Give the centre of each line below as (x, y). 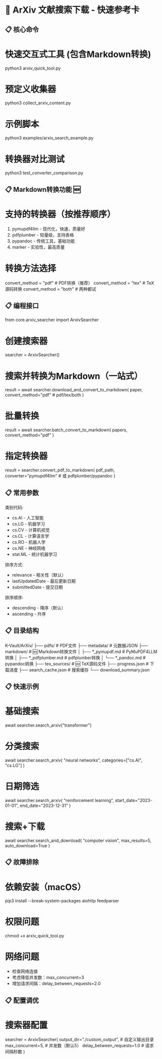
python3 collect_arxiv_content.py (38, 103)
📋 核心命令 (22, 29)
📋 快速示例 (22, 687)
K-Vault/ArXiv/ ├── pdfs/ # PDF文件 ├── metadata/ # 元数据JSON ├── (76, 645)
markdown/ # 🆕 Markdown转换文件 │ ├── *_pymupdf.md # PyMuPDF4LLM (81, 651)
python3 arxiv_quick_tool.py (33, 68)
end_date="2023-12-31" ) (45, 805)
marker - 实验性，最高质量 (38, 247)
